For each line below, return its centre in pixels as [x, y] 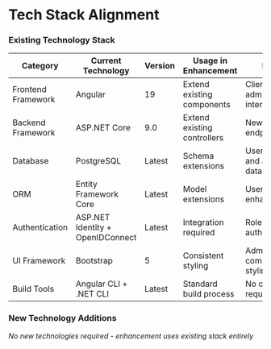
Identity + [94, 227]
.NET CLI [92, 294]
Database [31, 161]
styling [196, 266]
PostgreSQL [98, 161]
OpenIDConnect [106, 238]
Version [160, 66]
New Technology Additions [63, 318]
